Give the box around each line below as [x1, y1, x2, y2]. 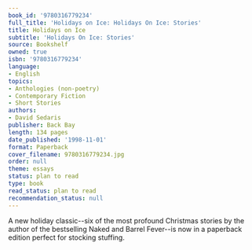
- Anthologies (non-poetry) [8, 84, 100, 93]
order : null [8, 158, 47, 166]
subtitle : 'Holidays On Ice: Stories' [8, 33, 135, 42]
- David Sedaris [8, 114, 61, 122]
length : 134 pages [8, 128, 68, 136]
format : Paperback [8, 143, 68, 151]
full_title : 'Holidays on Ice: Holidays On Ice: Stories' [8, 19, 202, 27]
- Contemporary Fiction [8, 92, 86, 100]
